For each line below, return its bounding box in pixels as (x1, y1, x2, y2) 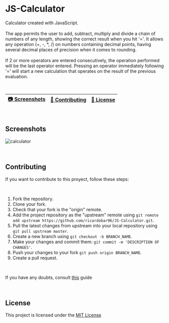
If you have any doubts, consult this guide (5, 274, 92, 281)
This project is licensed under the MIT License (5, 312, 102, 318)
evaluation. (5, 73, 28, 79)
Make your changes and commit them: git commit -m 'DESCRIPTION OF (12, 239, 160, 245)
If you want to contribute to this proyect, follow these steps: (5, 176, 129, 182)
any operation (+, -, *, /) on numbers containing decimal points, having (5, 41, 151, 47)
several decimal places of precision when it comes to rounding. (5, 47, 137, 53)
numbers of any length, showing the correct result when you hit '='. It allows (5, 36, 163, 42)
